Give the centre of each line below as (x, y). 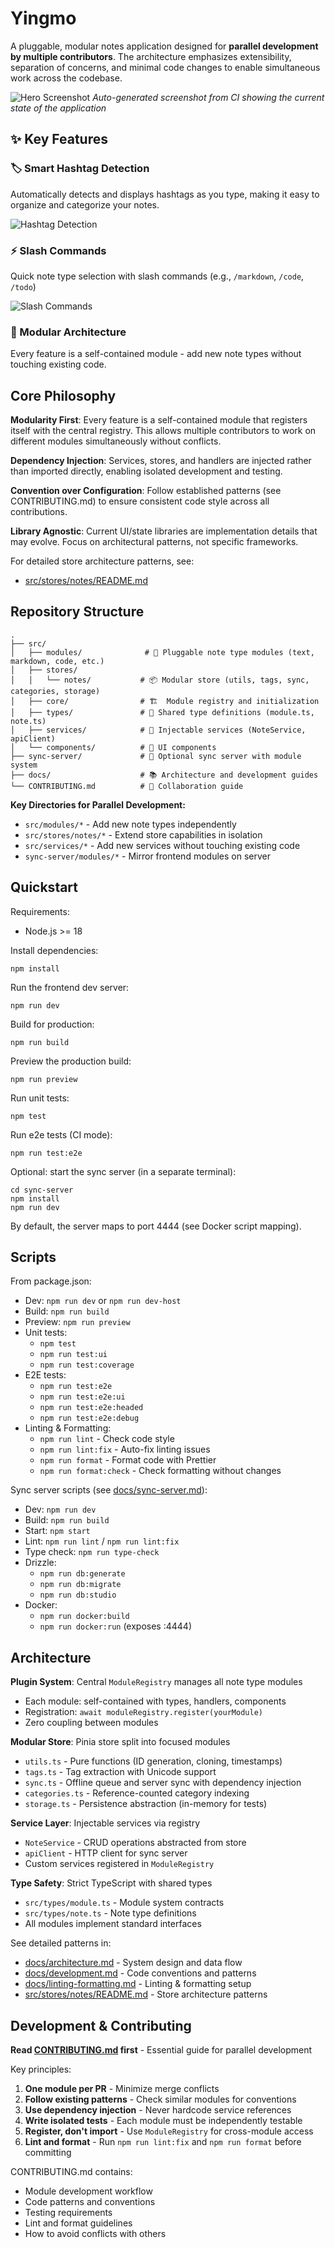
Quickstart (44, 887)
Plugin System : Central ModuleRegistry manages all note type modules (156, 1682)
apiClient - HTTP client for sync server (106, 1853)
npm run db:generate (82, 1574)
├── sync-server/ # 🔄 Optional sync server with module (156, 756)
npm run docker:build (84, 1617)
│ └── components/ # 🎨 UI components (113, 747)
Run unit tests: (40, 1098)
